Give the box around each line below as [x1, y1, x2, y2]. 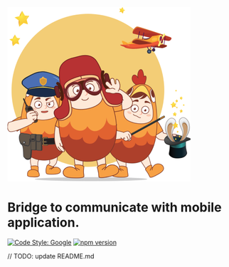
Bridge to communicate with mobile [7, 199, 222, 216]
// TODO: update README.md [7, 251, 95, 260]
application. [7, 214, 80, 231]
